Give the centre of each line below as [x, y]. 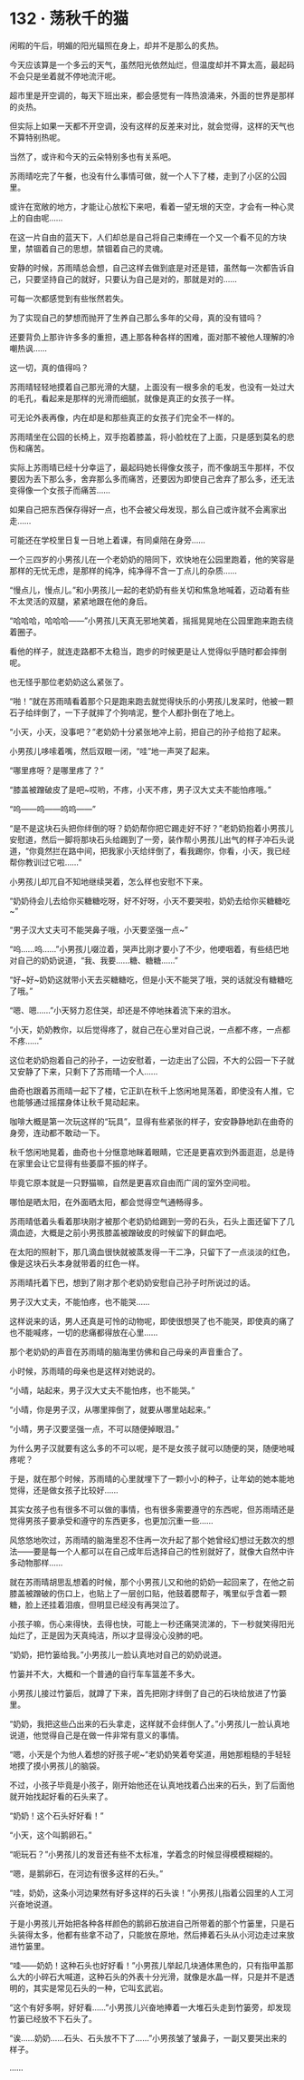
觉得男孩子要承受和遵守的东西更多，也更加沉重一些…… [112, 1520]
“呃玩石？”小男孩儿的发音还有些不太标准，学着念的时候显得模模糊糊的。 [144, 1854]
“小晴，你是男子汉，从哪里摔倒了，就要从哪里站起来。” [110, 1409]
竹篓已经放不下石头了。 [53, 2018]
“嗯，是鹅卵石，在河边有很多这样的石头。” [86, 1873]
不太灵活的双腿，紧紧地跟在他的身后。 [81, 601]
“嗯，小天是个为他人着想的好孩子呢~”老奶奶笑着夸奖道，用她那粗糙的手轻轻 [150, 1754]
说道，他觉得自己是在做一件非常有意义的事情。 [96, 1735]
